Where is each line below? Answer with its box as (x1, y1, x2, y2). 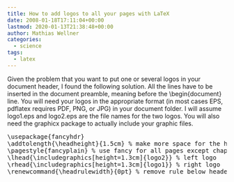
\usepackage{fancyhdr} (7, 132, 85, 140)
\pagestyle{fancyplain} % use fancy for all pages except (7, 146, 210, 154)
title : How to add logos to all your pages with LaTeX (7, 10, 170, 17)
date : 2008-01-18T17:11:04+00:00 (7, 17, 104, 24)
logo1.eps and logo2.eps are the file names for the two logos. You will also (7, 112, 220, 120)
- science (13, 43, 42, 50)
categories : (7, 36, 42, 43)
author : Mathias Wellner (7, 29, 79, 37)
